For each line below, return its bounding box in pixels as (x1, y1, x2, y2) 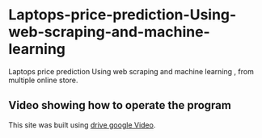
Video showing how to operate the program (8, 98, 232, 112)
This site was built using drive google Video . (8, 119, 156, 130)
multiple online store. (8, 75, 78, 85)
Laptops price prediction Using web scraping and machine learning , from (8, 66, 255, 76)
